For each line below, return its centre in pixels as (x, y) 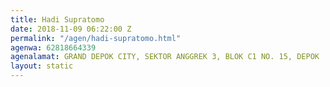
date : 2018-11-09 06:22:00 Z (71, 29)
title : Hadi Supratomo (57, 19)
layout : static (42, 66)
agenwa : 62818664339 (53, 47)
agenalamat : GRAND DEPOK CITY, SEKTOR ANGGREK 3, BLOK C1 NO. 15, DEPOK (165, 57)
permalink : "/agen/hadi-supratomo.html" (96, 38)
